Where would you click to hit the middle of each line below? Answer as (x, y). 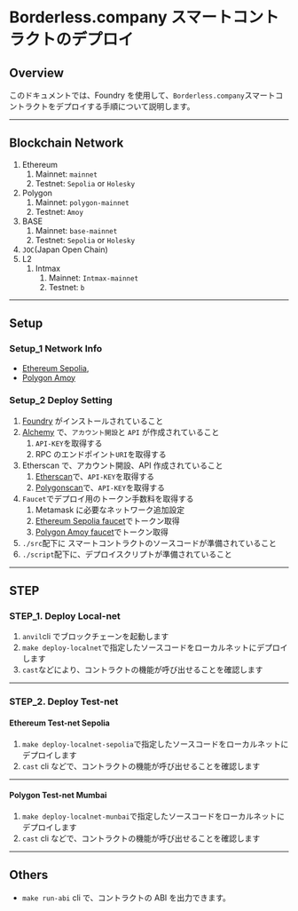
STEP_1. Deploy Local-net (65, 616)
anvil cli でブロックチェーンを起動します (95, 637)
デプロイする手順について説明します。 (125, 106)
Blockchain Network (67, 143)
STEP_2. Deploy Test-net (64, 701)
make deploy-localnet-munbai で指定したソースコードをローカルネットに (153, 816)
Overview (37, 72)
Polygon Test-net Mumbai (58, 796)
